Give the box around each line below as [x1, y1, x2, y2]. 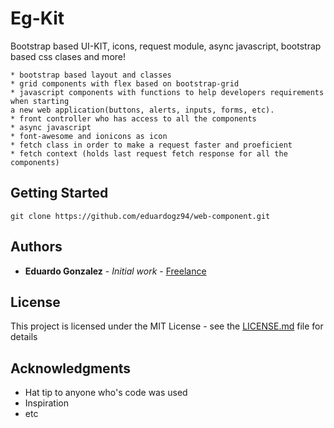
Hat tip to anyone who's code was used [24, 387, 188, 399]
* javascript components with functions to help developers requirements [10, 87, 325, 97]
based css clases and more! [10, 50, 127, 62]
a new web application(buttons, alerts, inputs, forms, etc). [10, 105, 275, 115]
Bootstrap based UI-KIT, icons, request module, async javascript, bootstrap [10, 40, 322, 52]
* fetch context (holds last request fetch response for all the [10, 148, 288, 159]
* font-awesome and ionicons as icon [10, 131, 168, 141]
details [10, 331, 38, 343]
